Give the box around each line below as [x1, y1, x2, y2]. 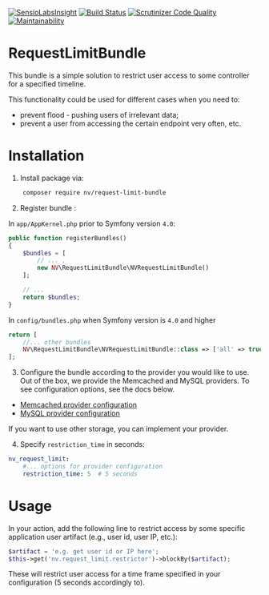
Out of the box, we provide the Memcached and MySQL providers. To [19, 376, 250, 386]
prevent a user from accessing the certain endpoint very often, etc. [19, 119, 242, 128]
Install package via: [19, 173, 84, 183]
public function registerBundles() [8, 234, 127, 242]
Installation [8, 147, 85, 165]
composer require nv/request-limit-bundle [22, 188, 167, 196]
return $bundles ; [22, 293, 81, 301]
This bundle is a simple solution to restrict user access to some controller [8, 70, 250, 80]
